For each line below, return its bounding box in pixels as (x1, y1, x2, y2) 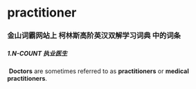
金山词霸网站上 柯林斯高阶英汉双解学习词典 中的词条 (7, 31, 181, 41)
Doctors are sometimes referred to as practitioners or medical (8, 67, 189, 75)
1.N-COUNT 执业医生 (7, 49, 68, 57)
